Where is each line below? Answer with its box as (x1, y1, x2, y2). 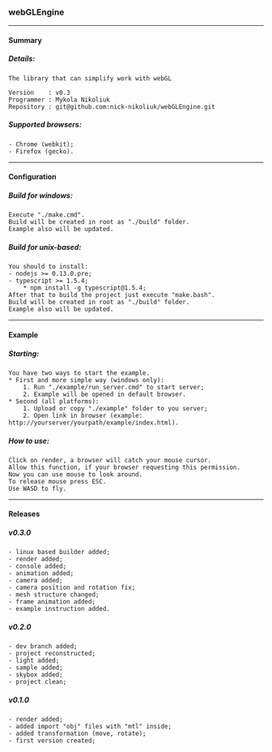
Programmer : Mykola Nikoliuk (8, 96, 111, 104)
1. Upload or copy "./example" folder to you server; (23, 404, 208, 412)
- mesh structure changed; (8, 591, 100, 599)
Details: (8, 54, 36, 63)
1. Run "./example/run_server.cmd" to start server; (23, 383, 205, 391)
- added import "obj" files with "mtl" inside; (8, 723, 172, 731)
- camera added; (8, 577, 63, 585)
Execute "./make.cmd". (8, 211, 85, 219)
